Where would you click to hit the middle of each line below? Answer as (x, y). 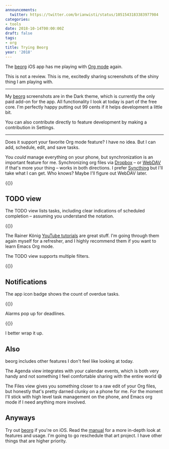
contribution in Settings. (30, 127)
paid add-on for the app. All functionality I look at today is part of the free (81, 101)
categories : (18, 19)
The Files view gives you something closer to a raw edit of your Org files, (81, 386)
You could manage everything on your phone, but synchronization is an (79, 157)
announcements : (21, 10)
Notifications (26, 282)
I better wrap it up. (24, 333)
